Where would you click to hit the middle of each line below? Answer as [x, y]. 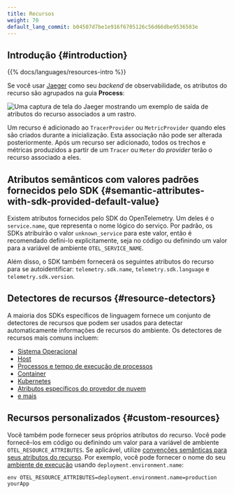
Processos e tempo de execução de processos [85, 366]
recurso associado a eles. [44, 158]
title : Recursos [31, 14]
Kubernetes [34, 381]
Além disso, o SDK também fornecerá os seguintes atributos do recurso [111, 261]
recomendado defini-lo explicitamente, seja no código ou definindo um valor [117, 240]
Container [32, 373]
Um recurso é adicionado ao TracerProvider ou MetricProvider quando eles [116, 128]
